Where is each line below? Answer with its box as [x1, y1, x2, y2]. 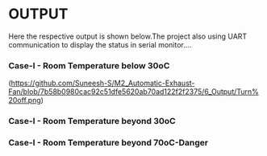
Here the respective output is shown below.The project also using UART [8, 31, 248, 41]
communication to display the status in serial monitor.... [8, 39, 192, 49]
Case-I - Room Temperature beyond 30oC [8, 116, 176, 127]
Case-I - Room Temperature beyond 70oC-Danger [8, 138, 208, 149]
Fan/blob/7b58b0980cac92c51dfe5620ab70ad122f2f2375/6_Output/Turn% [8, 87, 260, 96]
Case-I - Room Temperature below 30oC [8, 60, 170, 71]
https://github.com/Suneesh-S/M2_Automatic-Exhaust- [10, 78, 195, 88]
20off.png [8, 96, 42, 105]
